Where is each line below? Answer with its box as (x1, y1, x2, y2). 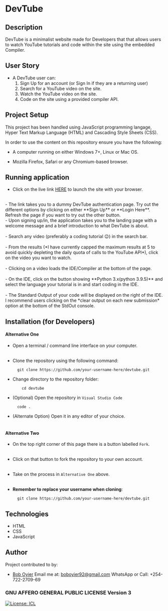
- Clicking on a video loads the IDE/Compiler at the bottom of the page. (5, 266, 152, 272)
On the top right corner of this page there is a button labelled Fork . (12, 441, 150, 447)
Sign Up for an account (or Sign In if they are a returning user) (20, 80, 148, 86)
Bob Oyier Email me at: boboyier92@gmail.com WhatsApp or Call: (12, 571, 149, 577)
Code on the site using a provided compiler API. (20, 96, 119, 102)
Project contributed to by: (5, 561, 58, 567)
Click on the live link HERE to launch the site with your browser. (12, 186, 143, 192)
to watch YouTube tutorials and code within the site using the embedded (5, 42, 155, 48)
